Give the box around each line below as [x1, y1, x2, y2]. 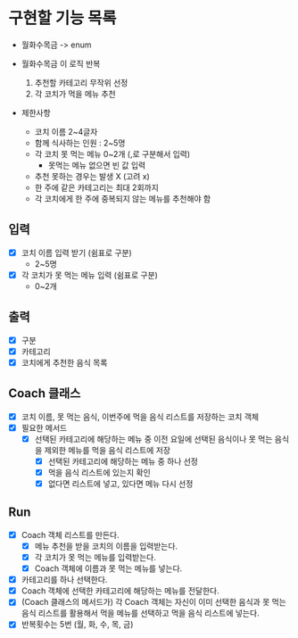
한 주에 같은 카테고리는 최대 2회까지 [34, 182, 160, 193]
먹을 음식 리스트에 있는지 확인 [47, 467, 151, 477]
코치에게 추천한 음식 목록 [21, 357, 108, 368]
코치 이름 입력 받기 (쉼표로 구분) [21, 247, 133, 258]
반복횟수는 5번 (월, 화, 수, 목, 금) [21, 619, 134, 630]
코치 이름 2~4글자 [34, 126, 98, 137]
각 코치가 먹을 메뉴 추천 [34, 88, 117, 99]
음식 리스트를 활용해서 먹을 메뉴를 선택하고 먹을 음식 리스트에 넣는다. [21, 608, 260, 618]
